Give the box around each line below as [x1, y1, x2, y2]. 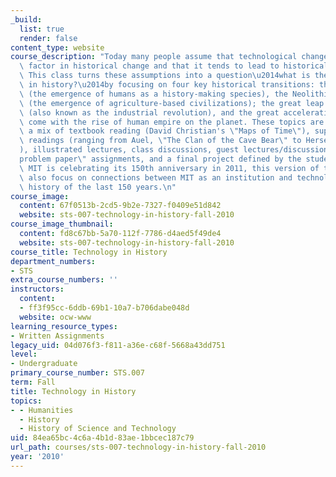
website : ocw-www [19, 312, 92, 322]
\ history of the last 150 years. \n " [19, 182, 177, 192]
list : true [19, 24, 65, 34]
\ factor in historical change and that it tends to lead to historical [19, 61, 329, 71]
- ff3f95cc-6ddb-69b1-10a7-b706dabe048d [19, 303, 190, 313]
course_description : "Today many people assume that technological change [10, 52, 329, 62]
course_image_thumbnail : [10, 219, 114, 230]
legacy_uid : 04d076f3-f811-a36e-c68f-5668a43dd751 [10, 340, 226, 350]
